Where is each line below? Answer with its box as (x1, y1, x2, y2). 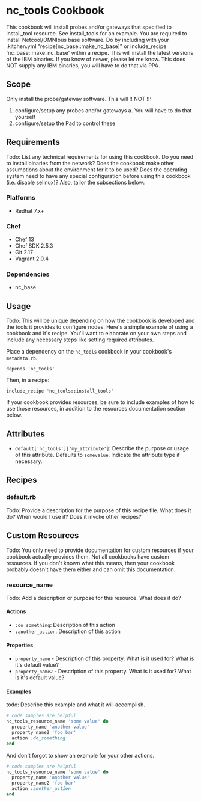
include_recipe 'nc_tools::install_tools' (6, 388, 114, 394)
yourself (14, 113, 36, 120)
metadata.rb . (6, 354, 38, 361)
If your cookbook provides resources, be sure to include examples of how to (6, 399, 195, 406)
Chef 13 (14, 236, 34, 243)
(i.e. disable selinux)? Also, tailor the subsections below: (6, 179, 145, 186)
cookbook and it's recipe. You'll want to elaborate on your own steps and (6, 330, 187, 337)
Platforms (6, 194, 36, 202)
